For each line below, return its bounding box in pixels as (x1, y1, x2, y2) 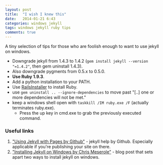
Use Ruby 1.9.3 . (12, 74, 45, 79)
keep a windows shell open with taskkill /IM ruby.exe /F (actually (12, 100, 149, 105)
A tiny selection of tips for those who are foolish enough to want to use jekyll (5, 44, 159, 49)
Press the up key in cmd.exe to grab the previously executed (19, 110, 142, 116)
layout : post (5, 7, 32, 12)
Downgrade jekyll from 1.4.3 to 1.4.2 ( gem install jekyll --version (12, 58, 148, 64)
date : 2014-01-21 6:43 (5, 16, 56, 21)
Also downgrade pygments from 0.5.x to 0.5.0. (12, 69, 106, 74)
